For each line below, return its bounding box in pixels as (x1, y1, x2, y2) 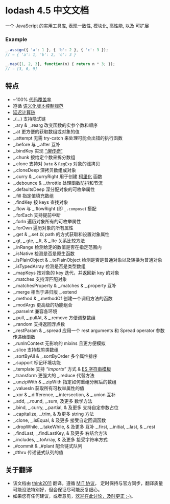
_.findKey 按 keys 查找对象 (12, 199, 68, 205)
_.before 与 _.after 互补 (12, 141, 60, 147)
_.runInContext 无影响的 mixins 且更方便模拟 (12, 340, 106, 346)
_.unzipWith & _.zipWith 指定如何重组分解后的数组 (12, 378, 117, 385)
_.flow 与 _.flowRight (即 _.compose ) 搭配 (12, 205, 97, 211)
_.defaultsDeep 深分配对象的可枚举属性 (12, 186, 95, 192)
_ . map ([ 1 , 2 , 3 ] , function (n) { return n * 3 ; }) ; (5, 61, 115, 67)
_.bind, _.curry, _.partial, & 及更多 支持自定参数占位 (12, 404, 119, 411)
